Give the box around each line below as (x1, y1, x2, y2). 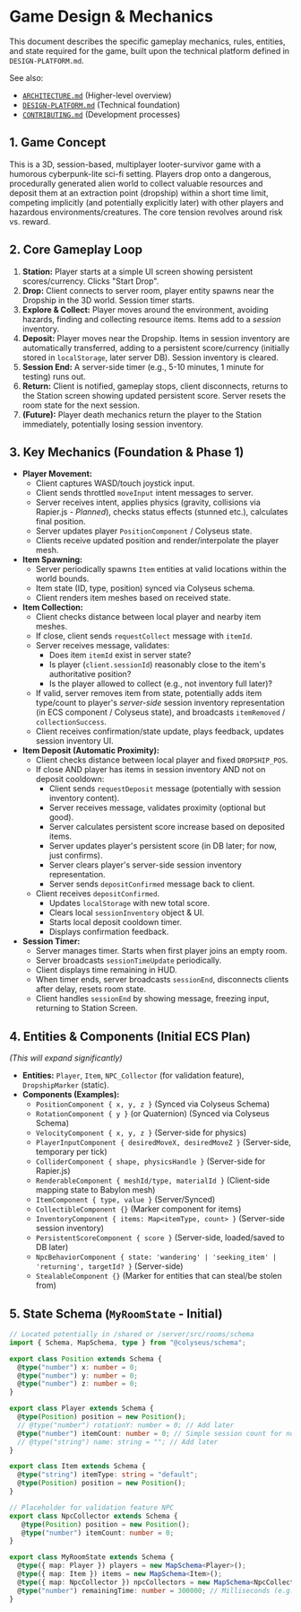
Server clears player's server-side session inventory (48, 859, 242, 870)
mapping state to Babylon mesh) (35, 1185, 156, 1195)
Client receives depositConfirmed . (35, 888, 159, 899)
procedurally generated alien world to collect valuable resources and (9, 178, 263, 189)
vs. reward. (9, 216, 51, 226)
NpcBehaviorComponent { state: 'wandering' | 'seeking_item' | (35, 1253, 278, 1263)
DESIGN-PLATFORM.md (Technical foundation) (21, 99, 181, 110)
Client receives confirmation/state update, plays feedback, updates (35, 726, 285, 737)
